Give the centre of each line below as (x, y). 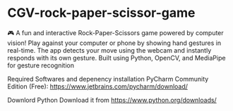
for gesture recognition (41, 65)
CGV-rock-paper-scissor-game (101, 13)
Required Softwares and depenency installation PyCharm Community (108, 79)
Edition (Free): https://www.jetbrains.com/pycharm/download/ (98, 86)
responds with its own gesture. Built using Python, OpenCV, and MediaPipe (116, 58)
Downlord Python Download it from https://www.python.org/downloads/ (112, 100)
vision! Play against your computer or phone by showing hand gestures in (114, 43)
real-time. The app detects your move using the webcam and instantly (109, 50)
